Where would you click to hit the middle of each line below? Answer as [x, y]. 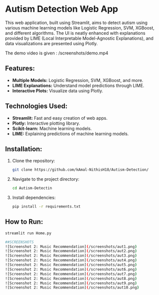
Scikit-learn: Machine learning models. [52, 128]
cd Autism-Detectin [32, 188]
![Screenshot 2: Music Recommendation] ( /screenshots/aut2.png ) [71, 251]
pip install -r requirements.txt [46, 207]
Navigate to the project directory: [46, 179]
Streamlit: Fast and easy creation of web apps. [60, 118]
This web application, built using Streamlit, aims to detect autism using [76, 23]
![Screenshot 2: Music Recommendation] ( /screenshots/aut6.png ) [71, 269]
